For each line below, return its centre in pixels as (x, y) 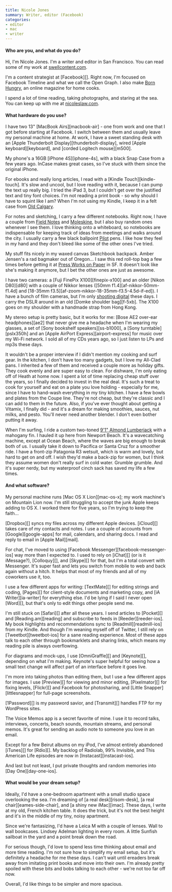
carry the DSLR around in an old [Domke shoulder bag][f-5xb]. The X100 (82, 302)
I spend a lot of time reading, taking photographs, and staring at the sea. (82, 98)
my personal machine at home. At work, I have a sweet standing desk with (84, 138)
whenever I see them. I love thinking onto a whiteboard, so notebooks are (83, 227)
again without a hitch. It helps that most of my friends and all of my (76, 571)
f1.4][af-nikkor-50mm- (136, 286)
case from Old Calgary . (30, 206)
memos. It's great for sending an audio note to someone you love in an (80, 729)
